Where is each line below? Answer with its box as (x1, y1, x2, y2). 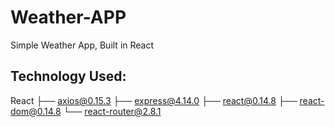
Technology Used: (10, 68, 127, 85)
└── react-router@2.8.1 (63, 105, 162, 117)
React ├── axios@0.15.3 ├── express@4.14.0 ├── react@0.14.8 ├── (10, 94, 298, 106)
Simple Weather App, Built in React (10, 39, 155, 51)
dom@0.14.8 (10, 105, 62, 117)
